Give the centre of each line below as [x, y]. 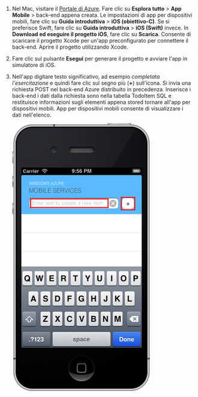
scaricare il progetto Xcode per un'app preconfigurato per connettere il [100, 41]
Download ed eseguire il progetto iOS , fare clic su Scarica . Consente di [101, 34]
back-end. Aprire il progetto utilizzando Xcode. [70, 47]
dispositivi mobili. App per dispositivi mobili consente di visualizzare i [97, 108]
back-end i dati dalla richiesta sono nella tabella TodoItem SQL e [91, 96]
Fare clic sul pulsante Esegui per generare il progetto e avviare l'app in [100, 59]
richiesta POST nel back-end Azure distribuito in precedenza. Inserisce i [101, 89]
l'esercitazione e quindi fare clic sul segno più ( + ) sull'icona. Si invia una [101, 83]
